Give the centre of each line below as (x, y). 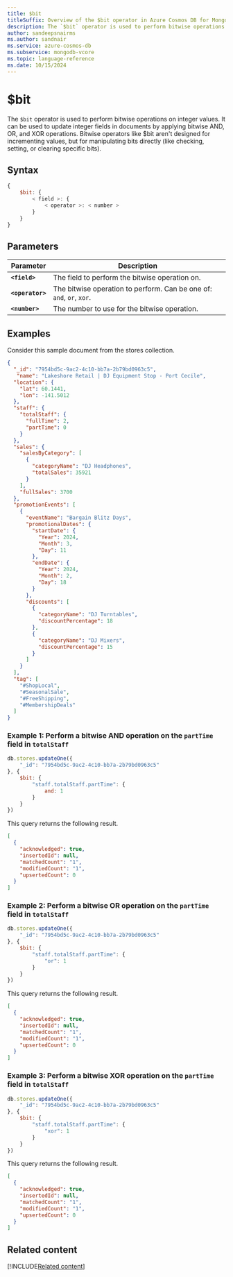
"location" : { (34, 382)
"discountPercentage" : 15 (75, 647)
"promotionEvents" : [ (45, 505)
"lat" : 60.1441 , (43, 389)
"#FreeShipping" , (45, 698)
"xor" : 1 (57, 1131)
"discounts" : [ (48, 602)
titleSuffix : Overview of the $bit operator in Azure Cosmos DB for (108, 20)
